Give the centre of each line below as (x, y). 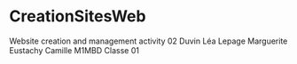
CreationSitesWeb (78, 16)
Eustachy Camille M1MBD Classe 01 (74, 50)
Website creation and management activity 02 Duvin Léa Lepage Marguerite (148, 41)
